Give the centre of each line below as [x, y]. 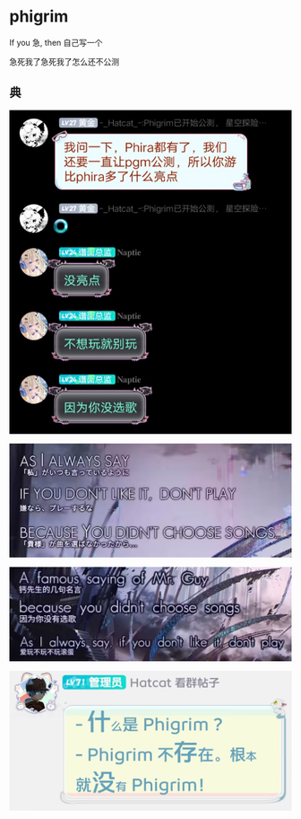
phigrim [39, 17]
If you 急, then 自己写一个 [56, 42]
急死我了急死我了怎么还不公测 [64, 61]
